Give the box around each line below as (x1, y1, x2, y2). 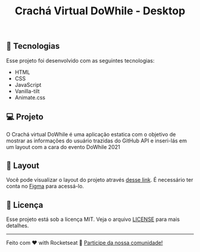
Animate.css (14, 94, 46, 101)
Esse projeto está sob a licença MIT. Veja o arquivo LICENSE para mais (6, 216, 180, 223)
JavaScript (14, 81, 42, 88)
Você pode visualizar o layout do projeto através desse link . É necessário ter (6, 176, 193, 183)
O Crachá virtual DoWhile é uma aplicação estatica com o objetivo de (6, 130, 176, 138)
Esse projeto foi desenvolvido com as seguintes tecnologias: (6, 57, 155, 64)
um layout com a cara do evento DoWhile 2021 (6, 143, 120, 150)
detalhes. (6, 222, 29, 229)
